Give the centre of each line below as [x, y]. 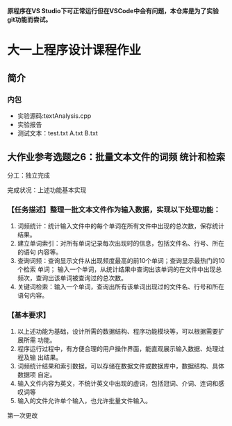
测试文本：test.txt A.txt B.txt [58, 133]
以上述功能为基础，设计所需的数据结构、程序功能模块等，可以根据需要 [118, 332]
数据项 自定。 [36, 375]
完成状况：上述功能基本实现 [47, 189]
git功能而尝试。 [30, 19]
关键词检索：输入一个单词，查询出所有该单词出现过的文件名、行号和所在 [121, 287]
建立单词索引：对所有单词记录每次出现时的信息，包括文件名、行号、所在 [121, 243]
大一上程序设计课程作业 [74, 50]
